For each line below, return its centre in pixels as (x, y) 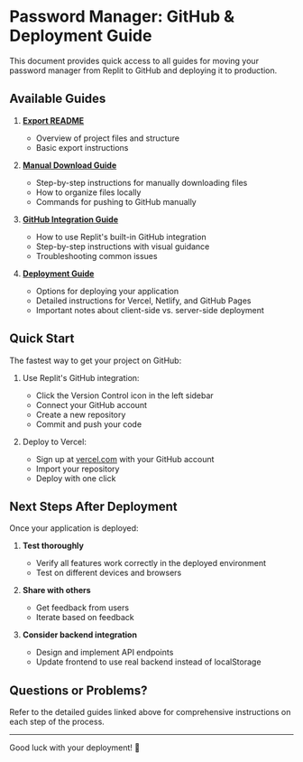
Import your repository (78, 469)
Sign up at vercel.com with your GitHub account (125, 459)
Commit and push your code (89, 424)
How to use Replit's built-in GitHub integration (121, 237)
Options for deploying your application (107, 291)
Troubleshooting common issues (96, 256)
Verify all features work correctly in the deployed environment (151, 563)
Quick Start (42, 339)
